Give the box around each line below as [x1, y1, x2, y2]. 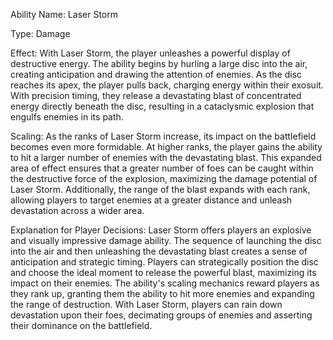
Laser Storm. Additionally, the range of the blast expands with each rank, [10, 184, 311, 195]
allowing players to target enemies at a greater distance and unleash [10, 194, 293, 206]
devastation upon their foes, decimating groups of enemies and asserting [10, 309, 313, 321]
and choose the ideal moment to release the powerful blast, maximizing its [10, 267, 317, 278]
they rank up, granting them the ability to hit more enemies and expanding [10, 288, 315, 299]
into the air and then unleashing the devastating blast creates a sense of [10, 245, 308, 257]
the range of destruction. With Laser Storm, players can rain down [10, 299, 283, 310]
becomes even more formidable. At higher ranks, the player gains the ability [10, 141, 323, 153]
